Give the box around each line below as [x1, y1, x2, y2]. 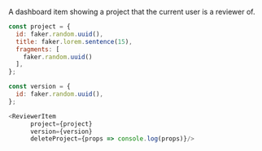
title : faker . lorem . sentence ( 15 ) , [15, 37, 133, 45]
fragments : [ [15, 45, 60, 54]
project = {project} [29, 119, 93, 128]
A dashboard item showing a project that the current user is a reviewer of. [8, 7, 255, 16]
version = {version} [29, 127, 93, 136]
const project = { [8, 23, 71, 31]
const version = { [8, 83, 71, 91]
